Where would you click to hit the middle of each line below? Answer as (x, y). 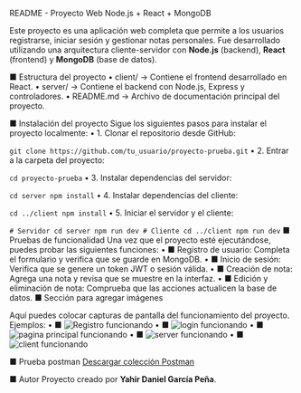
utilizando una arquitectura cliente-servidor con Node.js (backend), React (147, 50)
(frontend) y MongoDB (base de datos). (84, 59)
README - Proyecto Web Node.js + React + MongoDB (110, 13)
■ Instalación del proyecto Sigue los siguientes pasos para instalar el (138, 123)
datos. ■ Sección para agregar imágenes (86, 297)
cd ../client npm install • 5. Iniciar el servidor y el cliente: (122, 213)
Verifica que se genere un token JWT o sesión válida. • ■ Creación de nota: (151, 269)
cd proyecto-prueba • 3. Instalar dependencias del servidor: (121, 177)
